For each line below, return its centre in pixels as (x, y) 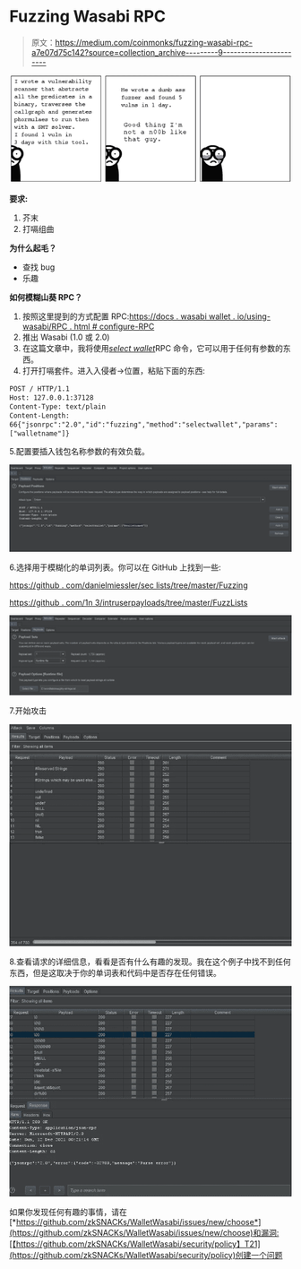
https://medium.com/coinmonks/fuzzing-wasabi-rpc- (154, 42)
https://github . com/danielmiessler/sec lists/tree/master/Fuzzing (129, 585)
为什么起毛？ (33, 247)
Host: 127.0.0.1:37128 (52, 397)
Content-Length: (39, 415)
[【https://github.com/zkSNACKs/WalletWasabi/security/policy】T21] (135, 1244)
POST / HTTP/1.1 (39, 388)
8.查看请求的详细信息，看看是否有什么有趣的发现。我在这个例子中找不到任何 (150, 962)
